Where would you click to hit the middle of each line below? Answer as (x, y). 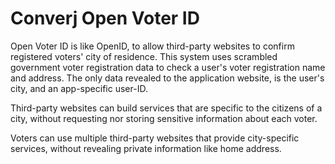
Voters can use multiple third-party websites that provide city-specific (155, 138)
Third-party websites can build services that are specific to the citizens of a (166, 108)
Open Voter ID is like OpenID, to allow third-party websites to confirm (152, 46)
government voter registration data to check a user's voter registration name (168, 67)
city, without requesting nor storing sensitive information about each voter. (164, 118)
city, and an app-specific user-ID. (79, 88)
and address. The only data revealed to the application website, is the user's (167, 78)
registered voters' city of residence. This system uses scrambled (144, 56)
